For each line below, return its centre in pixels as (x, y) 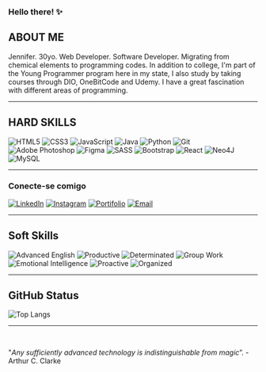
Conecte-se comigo (47, 186)
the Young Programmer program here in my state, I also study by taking (125, 73)
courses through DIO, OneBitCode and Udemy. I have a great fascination (126, 82)
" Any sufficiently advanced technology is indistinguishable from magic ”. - (129, 353)
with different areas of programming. (68, 90)
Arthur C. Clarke (35, 361)
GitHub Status (44, 296)
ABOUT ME (36, 38)
